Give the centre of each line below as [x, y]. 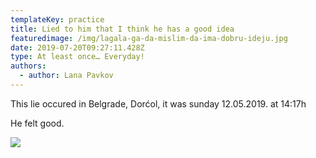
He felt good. [37, 123]
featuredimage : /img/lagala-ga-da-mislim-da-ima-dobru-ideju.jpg [149, 38]
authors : [28, 66]
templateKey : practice [57, 19]
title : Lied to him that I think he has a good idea [122, 29]
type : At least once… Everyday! [77, 57]
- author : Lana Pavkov [66, 76]
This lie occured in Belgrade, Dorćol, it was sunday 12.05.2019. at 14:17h [158, 103]
